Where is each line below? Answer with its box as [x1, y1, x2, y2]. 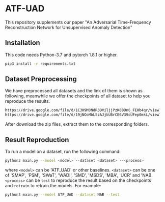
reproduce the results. [5, 98, 50, 104]
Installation [5, 39, 40, 47]
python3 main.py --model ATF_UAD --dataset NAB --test [5, 192, 120, 197]
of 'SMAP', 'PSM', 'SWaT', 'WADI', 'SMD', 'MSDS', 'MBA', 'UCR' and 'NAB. [5, 172, 153, 178]
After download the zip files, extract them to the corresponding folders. [5, 121, 149, 127]
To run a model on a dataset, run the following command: [5, 148, 121, 154]
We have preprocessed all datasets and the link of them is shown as [5, 88, 143, 94]
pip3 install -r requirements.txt [5, 61, 76, 66]
